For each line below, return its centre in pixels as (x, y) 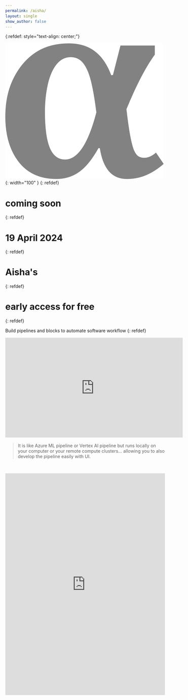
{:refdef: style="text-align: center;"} (43, 36)
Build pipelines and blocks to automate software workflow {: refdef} (76, 331)
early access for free (50, 307)
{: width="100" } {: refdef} (32, 183)
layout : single (21, 16)
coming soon (33, 203)
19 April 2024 (34, 238)
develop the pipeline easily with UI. (54, 457)
